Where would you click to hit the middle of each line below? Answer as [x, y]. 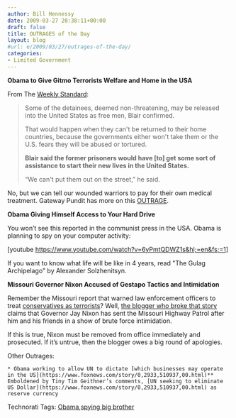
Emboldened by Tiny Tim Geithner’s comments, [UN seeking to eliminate [115, 381]
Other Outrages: [31, 356]
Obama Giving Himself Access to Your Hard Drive [82, 214]
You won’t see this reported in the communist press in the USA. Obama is [114, 228]
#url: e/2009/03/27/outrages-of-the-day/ [69, 47]
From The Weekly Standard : [48, 94]
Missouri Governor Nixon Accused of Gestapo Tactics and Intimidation [113, 284]
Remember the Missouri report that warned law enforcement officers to [112, 298]
